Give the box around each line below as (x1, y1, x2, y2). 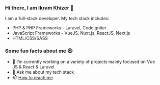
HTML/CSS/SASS (12, 35, 48, 41)
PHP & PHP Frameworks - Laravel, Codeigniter (12, 25, 107, 31)
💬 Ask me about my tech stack (12, 69, 74, 75)
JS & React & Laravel (12, 64, 54, 70)
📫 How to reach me (12, 74, 53, 80)
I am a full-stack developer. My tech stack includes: (5, 16, 109, 21)
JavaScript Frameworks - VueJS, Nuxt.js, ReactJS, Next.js (12, 30, 130, 36)
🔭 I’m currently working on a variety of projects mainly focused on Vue (12, 59, 156, 64)
